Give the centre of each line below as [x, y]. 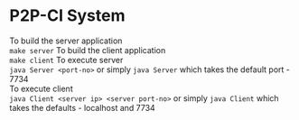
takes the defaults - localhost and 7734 [82, 107]
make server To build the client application [88, 50]
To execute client [42, 88]
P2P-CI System [67, 16]
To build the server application [66, 41]
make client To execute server [66, 60]
